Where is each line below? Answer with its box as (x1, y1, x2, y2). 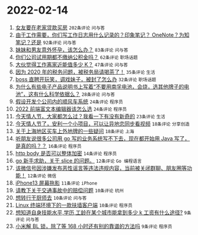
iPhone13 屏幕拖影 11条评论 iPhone (15, 179, 97, 186)
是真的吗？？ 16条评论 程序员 (15, 142, 82, 149)
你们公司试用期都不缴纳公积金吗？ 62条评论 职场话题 (15, 53, 138, 60)
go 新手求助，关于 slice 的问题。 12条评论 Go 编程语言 (15, 157, 142, 164)
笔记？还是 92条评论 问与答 (15, 38, 76, 46)
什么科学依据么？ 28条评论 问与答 (38, 90, 115, 98)
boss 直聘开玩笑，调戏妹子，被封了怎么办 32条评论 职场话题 (15, 75, 157, 83)
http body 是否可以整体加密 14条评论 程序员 (15, 149, 117, 157)
